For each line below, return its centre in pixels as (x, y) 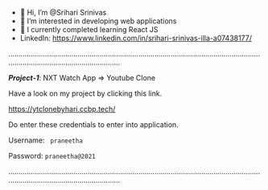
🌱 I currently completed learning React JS (89, 29)
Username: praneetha (45, 140)
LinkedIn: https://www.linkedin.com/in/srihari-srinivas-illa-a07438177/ (136, 38)
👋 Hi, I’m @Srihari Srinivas (63, 12)
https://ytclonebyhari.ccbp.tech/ (62, 109)
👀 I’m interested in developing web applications (98, 21)
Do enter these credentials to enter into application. (93, 124)
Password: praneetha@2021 (52, 156)
